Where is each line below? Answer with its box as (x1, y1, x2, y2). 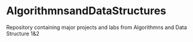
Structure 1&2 (6, 30, 40, 37)
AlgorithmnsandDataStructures (6, 4, 167, 18)
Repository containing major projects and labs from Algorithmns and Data (6, 24, 187, 31)
